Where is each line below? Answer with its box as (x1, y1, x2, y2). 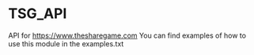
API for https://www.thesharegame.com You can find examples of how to (8, 31, 247, 40)
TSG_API (8, 5, 67, 23)
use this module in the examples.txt (8, 38, 124, 48)
